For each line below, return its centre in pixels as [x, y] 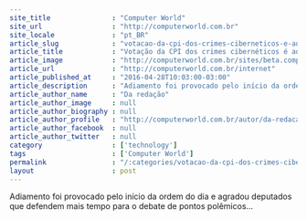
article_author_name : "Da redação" [90, 94]
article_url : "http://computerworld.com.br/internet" [143, 69]
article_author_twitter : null [73, 137]
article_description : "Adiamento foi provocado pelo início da [145, 86]
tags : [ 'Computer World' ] [102, 153]
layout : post [73, 171]
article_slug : [63, 43]
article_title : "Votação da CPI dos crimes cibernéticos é [148, 52]
